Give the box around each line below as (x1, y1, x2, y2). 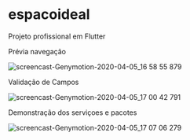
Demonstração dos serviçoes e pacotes (8, 108, 137, 117)
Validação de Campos (8, 77, 79, 87)
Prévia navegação (8, 46, 67, 56)
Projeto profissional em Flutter (8, 31, 106, 41)
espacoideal (8, 6, 90, 24)
